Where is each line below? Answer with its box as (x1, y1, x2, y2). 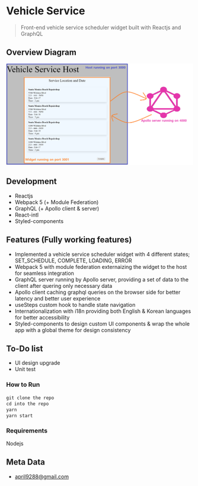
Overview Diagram (6, 48, 77, 58)
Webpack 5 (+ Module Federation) (14, 198, 99, 206)
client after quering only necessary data (14, 282, 113, 289)
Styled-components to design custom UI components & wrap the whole (14, 320, 190, 327)
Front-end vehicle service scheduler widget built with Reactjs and (20, 24, 181, 31)
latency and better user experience (14, 294, 101, 302)
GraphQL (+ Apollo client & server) (14, 205, 100, 212)
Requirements (6, 427, 48, 435)
